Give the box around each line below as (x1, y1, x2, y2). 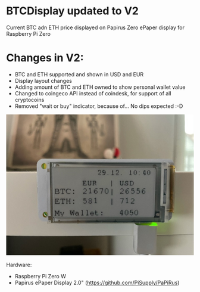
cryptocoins (14, 96, 45, 103)
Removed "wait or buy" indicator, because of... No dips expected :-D (14, 102, 183, 110)
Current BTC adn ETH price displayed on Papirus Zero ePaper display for (6, 24, 185, 31)
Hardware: (6, 261, 32, 269)
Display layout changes (14, 77, 73, 84)
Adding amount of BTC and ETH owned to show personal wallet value (14, 83, 186, 91)
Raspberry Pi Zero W (14, 273, 67, 280)
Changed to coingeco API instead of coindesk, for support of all (14, 89, 171, 97)
